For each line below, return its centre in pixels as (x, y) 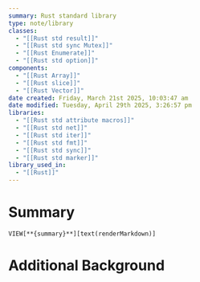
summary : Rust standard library (62, 16)
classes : (23, 31)
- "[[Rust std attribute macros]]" (75, 121)
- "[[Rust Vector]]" (50, 90)
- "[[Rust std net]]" (52, 128)
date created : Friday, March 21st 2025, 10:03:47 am (98, 98)
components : (28, 68)
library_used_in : (37, 166)
